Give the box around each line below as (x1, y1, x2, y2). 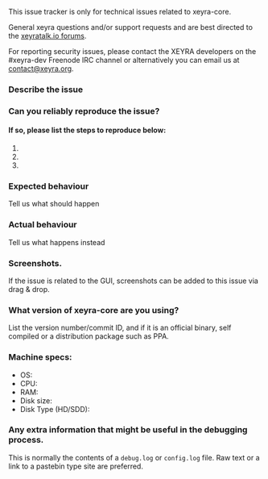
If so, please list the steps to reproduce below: (8, 125, 167, 135)
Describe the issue (8, 84, 83, 95)
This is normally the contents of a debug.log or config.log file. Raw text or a (8, 452, 260, 462)
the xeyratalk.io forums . (8, 31, 87, 40)
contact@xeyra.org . (8, 64, 74, 73)
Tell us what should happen (8, 199, 100, 209)
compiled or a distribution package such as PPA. (8, 331, 169, 341)
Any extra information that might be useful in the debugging (8, 424, 248, 435)
